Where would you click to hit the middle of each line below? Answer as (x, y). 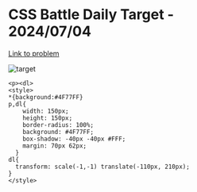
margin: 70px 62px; (55, 146)
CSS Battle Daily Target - (91, 15)
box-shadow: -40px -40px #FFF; (74, 139)
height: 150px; (48, 118)
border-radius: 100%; (58, 125)
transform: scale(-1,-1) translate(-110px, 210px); (103, 167)
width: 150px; (46, 111)
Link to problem (34, 53)
